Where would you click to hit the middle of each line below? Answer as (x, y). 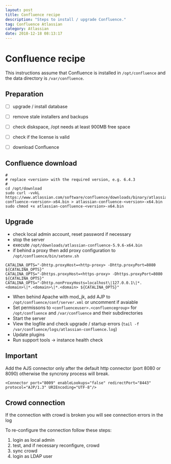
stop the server (28, 239)
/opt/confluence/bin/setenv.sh (46, 256)
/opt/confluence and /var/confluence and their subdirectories (78, 313)
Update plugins (28, 334)
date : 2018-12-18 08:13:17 (34, 34)
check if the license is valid (41, 137)
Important (21, 356)
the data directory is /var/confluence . (45, 78)
